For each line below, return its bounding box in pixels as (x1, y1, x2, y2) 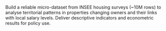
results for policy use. (5, 20, 51, 26)
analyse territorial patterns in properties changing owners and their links (5, 9, 157, 15)
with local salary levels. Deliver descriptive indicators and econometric (5, 15, 154, 20)
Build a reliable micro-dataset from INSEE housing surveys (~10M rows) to (5, 4, 161, 10)
